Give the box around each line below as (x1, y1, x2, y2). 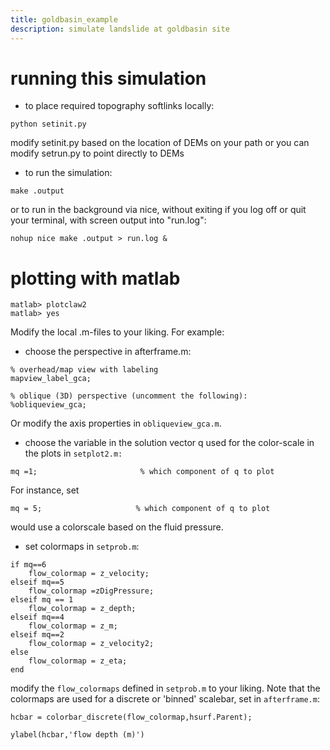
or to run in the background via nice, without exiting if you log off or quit (10, 204, 307, 216)
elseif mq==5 (10, 577, 65, 588)
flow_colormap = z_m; (28, 621, 118, 631)
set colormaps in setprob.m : (24, 541, 140, 553)
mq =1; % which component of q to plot (10, 467, 275, 477)
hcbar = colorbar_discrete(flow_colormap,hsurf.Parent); (10, 712, 253, 723)
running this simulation (10, 67, 207, 90)
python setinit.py (10, 119, 87, 130)
